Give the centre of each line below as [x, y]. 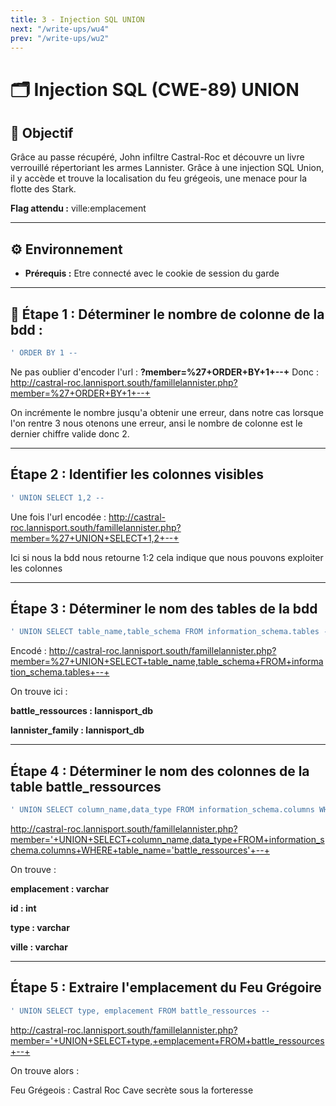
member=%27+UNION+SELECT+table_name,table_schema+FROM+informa [167, 662]
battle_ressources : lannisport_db [82, 711]
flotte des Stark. [43, 189]
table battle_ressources [86, 786]
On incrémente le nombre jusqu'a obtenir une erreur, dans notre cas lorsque [167, 412]
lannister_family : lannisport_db [77, 730]
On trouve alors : [45, 1070]
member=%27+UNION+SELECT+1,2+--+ [95, 538]
